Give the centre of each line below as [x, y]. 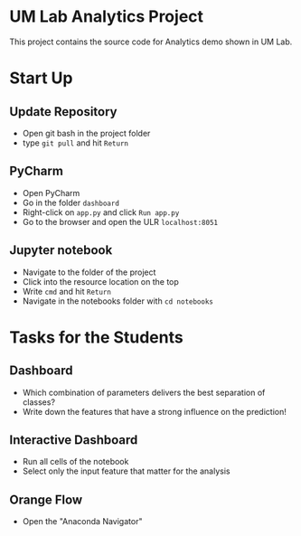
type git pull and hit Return [75, 143]
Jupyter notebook [61, 250]
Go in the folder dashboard [71, 202]
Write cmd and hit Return [66, 291]
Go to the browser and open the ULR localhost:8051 [120, 221]
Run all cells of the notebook [75, 462]
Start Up [41, 78]
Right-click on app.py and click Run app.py [101, 212]
